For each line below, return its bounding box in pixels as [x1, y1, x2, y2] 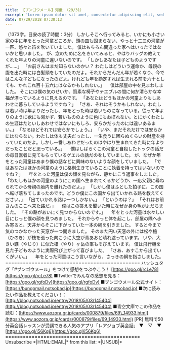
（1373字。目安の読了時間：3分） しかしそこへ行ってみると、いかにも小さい [5, 31, 165, 38]
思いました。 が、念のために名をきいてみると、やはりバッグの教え [18, 50, 157, 56]
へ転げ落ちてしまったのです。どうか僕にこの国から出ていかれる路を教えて [5, 190, 159, 196]
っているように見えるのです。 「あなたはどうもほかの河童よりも [18, 95, 152, 101]
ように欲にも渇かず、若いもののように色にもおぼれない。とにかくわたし [14, 114, 165, 120]
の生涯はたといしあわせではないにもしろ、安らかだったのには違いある [5, 120, 152, 126]
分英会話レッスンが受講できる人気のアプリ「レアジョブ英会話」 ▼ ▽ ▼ [5, 323, 162, 329]
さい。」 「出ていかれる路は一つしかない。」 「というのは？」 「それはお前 [9, 197, 164, 203]
